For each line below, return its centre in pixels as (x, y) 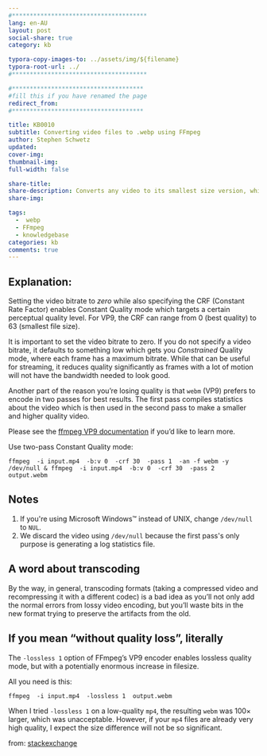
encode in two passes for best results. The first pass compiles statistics (126, 399)
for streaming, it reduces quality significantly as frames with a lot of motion (131, 367)
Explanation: (40, 282)
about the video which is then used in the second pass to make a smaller (128, 408)
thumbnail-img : (33, 162)
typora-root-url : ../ (44, 67)
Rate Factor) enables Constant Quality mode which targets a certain (119, 310)
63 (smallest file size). (44, 326)
